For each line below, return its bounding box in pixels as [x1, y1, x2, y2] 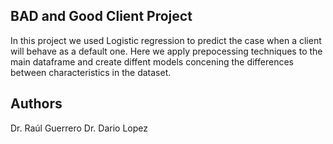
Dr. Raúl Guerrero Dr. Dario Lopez [10, 122, 148, 134]
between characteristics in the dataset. [10, 66, 172, 78]
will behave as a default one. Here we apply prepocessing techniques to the [10, 45, 323, 57]
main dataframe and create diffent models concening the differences [10, 55, 294, 68]
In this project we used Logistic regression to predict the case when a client [10, 34, 322, 46]
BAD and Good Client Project [10, 8, 193, 25]
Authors [10, 95, 63, 113]
